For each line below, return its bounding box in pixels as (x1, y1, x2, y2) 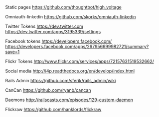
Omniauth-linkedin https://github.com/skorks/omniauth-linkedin (5, 14, 136, 19)
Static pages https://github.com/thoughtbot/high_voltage (5, 4, 122, 10)
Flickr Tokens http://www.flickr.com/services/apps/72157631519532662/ (5, 58, 155, 64)
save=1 (5, 49, 20, 55)
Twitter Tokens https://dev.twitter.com (5, 23, 84, 29)
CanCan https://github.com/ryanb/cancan (5, 87, 91, 93)
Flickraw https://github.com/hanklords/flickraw (5, 107, 102, 112)
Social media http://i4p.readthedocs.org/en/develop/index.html (5, 68, 135, 74)
